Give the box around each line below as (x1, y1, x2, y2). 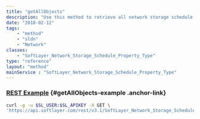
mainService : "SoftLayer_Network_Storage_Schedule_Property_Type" (6, 69, 177, 75)
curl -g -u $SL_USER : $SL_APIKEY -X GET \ (6, 102, 111, 108)
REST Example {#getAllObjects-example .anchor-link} (6, 89, 167, 97)
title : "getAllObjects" (6, 8, 65, 15)
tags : (6, 25, 20, 31)
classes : (6, 47, 28, 53)
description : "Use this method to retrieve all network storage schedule (6, 14, 193, 20)
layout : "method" (6, 63, 49, 70)
